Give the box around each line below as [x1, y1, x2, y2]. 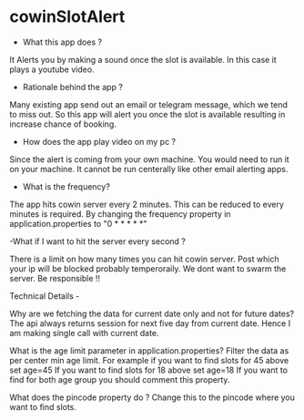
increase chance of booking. [9, 118, 117, 129]
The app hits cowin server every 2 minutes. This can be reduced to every [9, 199, 284, 210]
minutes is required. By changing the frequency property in [9, 208, 231, 220]
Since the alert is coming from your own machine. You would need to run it [9, 153, 289, 165]
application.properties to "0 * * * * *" [9, 218, 147, 229]
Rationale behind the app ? [22, 81, 123, 92]
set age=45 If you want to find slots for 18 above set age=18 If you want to [9, 364, 289, 375]
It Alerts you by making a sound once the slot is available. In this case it [9, 54, 278, 65]
